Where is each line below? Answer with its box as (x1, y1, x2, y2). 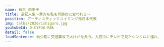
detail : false (5, 30, 35, 35)
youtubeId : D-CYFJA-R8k (5, 25, 55, 30)
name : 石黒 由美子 (5, 7, 40, 12)
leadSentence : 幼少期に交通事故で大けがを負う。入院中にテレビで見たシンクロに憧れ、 (5, 35, 162, 40)
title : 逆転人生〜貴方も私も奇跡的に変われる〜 (5, 12, 91, 17)
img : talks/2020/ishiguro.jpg (5, 21, 68, 26)
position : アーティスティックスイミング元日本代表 (5, 16, 97, 21)
